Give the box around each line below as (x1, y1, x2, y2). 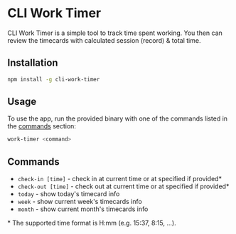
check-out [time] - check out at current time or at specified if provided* (17, 182, 230, 190)
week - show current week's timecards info (17, 198, 142, 206)
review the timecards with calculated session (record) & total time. (7, 36, 201, 44)
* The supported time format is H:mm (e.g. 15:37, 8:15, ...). (7, 219, 176, 228)
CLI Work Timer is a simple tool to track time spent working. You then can (7, 29, 222, 37)
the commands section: (7, 122, 77, 131)
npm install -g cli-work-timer (7, 76, 100, 83)
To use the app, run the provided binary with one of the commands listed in (7, 114, 228, 123)
